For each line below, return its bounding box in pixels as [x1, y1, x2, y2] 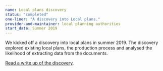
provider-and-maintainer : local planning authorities [5, 21, 121, 26]
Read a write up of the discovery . [5, 60, 74, 66]
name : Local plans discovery [5, 7, 67, 12]
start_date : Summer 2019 [5, 26, 58, 31]
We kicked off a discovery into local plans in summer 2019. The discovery [5, 39, 158, 45]
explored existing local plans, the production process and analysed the [5, 45, 152, 51]
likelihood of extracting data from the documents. [5, 50, 108, 56]
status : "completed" [5, 12, 49, 17]
